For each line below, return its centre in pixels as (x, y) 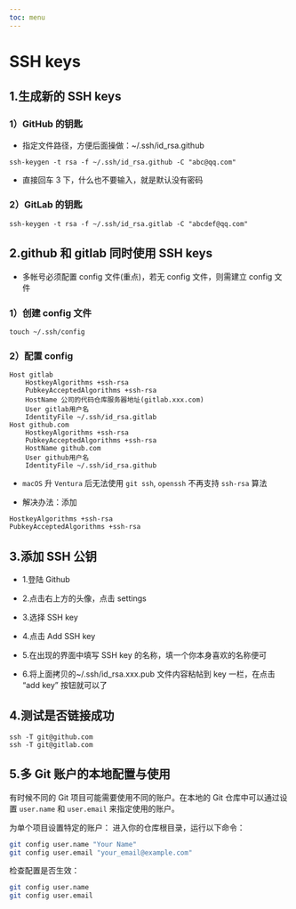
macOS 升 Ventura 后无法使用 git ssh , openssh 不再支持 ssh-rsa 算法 (144, 483)
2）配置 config (41, 355)
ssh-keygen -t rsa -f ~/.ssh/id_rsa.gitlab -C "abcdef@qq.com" (129, 223)
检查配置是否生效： (44, 871)
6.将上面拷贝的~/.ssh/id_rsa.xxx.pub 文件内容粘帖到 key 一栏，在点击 (148, 674)
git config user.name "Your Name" (73, 844)
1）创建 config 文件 (50, 312)
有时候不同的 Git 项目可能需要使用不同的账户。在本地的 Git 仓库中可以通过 (144, 797)
